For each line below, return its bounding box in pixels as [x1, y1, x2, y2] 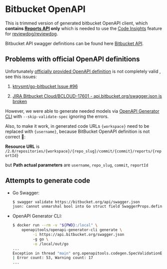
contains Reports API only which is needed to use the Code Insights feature [5, 25, 162, 31]
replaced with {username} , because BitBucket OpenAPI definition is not [5, 128, 150, 134]
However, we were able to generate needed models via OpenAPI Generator [5, 108, 160, 114]
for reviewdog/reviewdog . [5, 31, 58, 37]
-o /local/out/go [32, 241, 69, 246]
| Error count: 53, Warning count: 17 [12, 255, 93, 260]
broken [12, 98, 27, 104]
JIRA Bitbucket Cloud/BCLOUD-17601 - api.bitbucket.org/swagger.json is [12, 93, 162, 99]
